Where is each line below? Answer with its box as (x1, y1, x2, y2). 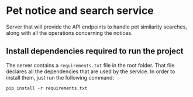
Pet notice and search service (6, 4, 154, 17)
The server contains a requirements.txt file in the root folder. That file (6, 62, 175, 69)
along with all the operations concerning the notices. (6, 29, 133, 36)
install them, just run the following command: (6, 74, 115, 81)
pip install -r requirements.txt (6, 85, 88, 91)
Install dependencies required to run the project (6, 46, 184, 56)
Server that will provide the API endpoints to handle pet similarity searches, (6, 23, 187, 30)
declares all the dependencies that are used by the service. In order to (6, 68, 175, 75)
